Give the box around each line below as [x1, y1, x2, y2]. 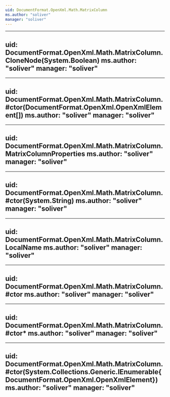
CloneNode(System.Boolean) [5, 56, 100, 65]
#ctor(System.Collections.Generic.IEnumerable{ [5, 368, 162, 376]
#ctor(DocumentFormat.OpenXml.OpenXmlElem [5, 103, 162, 111]
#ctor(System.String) [5, 196, 74, 205]
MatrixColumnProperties [5, 150, 86, 158]
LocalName [5, 244, 42, 252]
